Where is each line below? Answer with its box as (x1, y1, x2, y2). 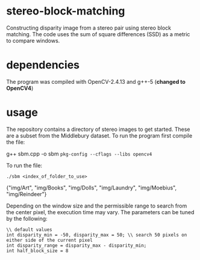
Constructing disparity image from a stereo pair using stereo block (6, 24, 172, 31)
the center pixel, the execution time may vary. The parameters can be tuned (6, 208, 195, 215)
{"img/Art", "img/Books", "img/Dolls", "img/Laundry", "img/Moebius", (6, 184, 177, 191)
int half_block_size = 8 (6, 247, 69, 254)
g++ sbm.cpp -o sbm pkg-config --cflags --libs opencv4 (6, 150, 152, 157)
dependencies (6, 59, 80, 72)
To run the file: (6, 162, 43, 169)
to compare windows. (6, 37, 60, 44)
